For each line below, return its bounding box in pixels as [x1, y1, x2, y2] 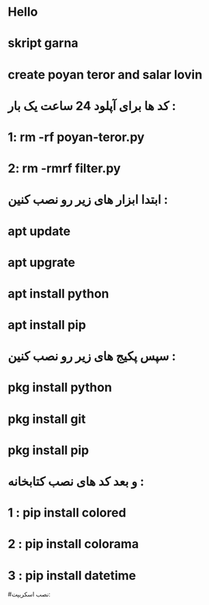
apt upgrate [8, 255, 76, 270]
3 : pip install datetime [8, 567, 137, 583]
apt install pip [8, 318, 86, 333]
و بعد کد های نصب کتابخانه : [8, 474, 144, 489]
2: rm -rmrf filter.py [8, 161, 122, 177]
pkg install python [8, 380, 112, 396]
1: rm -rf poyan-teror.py [8, 129, 145, 144]
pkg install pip [8, 442, 89, 458]
